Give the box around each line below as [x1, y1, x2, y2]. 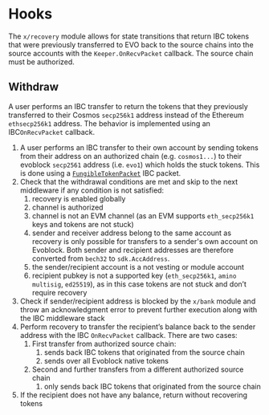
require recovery [31, 287, 88, 297]
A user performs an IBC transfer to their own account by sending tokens [19, 142, 259, 153]
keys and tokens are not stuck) [31, 219, 134, 229]
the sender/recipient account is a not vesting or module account [31, 262, 245, 271]
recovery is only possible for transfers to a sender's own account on [31, 236, 259, 246]
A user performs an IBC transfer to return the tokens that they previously [8, 101, 249, 111]
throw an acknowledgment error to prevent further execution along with [19, 304, 258, 314]
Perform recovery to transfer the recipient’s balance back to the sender [19, 322, 256, 332]
